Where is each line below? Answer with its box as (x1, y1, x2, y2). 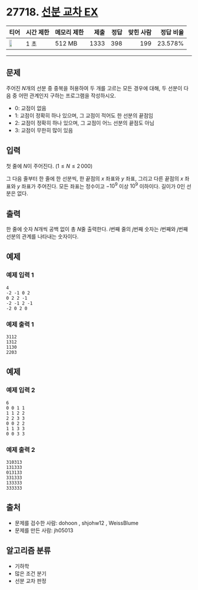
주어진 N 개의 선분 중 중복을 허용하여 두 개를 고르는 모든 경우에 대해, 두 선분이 (6, 84, 183, 91)
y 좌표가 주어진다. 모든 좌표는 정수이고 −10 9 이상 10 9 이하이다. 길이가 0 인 (16, 181, 186, 189)
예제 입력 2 (6, 386, 35, 394)
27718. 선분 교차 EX (6, 5, 98, 19)
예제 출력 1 (6, 320, 34, 328)
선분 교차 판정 (14, 577, 47, 584)
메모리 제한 (55, 28, 84, 36)
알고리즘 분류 (6, 546, 51, 556)
